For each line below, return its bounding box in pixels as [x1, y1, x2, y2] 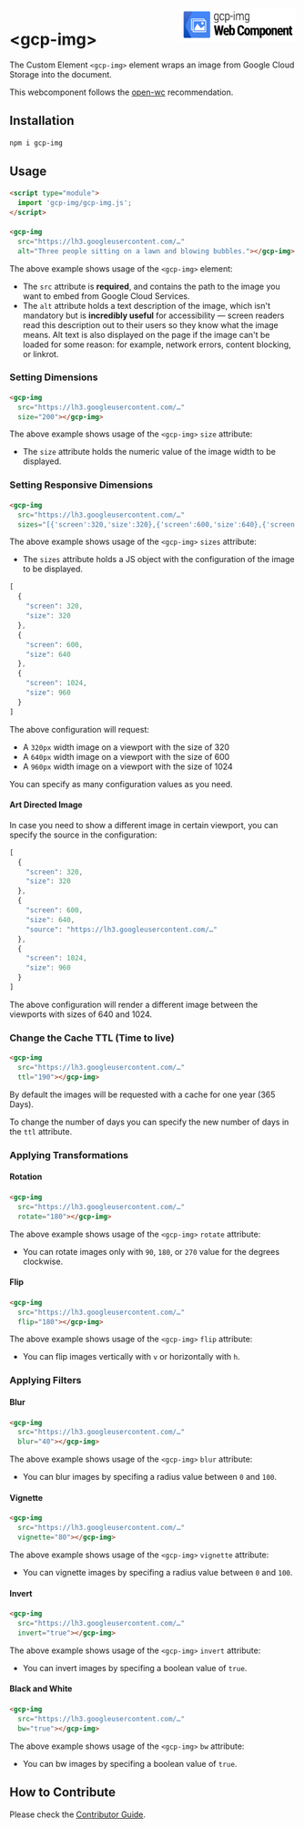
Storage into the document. [9, 68, 112, 79]
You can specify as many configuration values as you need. [9, 778, 234, 789]
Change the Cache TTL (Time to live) [9, 1032, 175, 1044]
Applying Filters [9, 1374, 82, 1387]
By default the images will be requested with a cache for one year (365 [9, 1089, 276, 1100]
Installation [9, 113, 75, 128]
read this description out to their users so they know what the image [22, 319, 279, 330]
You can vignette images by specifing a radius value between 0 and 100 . [22, 1567, 293, 1578]
